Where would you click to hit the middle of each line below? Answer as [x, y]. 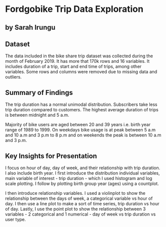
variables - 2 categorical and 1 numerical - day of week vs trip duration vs [81, 214]
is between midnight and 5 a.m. [37, 115]
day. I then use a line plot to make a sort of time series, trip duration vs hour [82, 204]
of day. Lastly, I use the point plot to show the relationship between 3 [76, 209]
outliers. [13, 77]
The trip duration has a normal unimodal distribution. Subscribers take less [81, 104]
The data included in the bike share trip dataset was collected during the [79, 56]
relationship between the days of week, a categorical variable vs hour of [79, 198]
